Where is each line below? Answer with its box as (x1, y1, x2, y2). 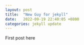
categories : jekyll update (5, 21, 61, 26)
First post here (5, 35, 35, 41)
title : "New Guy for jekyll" (5, 12, 68, 17)
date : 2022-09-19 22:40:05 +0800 (5, 16, 79, 21)
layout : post (5, 7, 32, 12)
